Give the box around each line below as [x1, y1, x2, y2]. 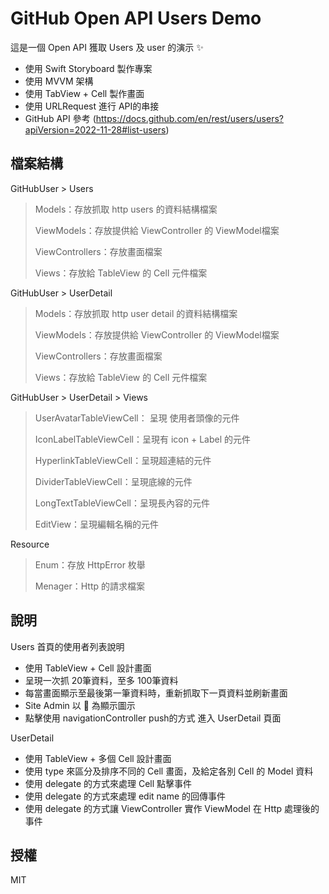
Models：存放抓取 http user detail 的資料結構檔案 [34, 307, 238, 319]
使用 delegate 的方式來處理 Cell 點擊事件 [24, 777, 193, 789]
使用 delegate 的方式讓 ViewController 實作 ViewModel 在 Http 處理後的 [24, 802, 320, 814]
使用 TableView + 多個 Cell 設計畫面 [24, 752, 172, 764]
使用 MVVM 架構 [24, 75, 94, 87]
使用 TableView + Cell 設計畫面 [24, 662, 152, 674]
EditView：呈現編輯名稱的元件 [34, 518, 160, 530]
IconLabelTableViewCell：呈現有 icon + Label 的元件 [34, 433, 251, 445]
